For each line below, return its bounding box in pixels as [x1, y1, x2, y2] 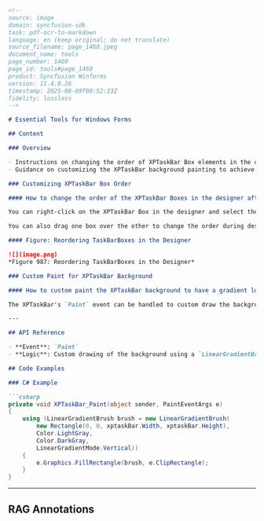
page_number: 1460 [8, 58, 68, 66]
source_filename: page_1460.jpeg [8, 43, 118, 51]
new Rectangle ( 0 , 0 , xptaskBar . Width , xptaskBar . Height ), [36, 422, 230, 431]
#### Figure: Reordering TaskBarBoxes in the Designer [8, 237, 192, 244]
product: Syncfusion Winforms [8, 72, 108, 80]
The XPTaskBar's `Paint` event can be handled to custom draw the [8, 300, 230, 309]
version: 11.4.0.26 [8, 79, 72, 87]
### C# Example [8, 379, 58, 387]
